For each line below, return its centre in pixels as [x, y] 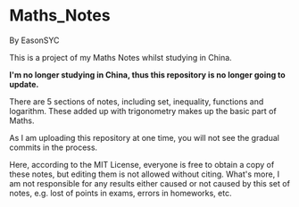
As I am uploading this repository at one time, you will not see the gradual [144, 137]
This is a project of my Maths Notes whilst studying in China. [120, 57]
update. [24, 84]
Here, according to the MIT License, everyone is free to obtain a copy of [142, 164]
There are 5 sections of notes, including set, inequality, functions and [137, 101]
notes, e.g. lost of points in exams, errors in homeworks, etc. [120, 193]
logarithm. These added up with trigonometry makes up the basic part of [143, 111]
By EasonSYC [34, 40]
